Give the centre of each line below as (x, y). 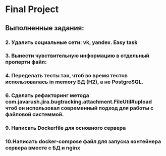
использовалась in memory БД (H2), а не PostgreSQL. (74, 82)
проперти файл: (26, 62)
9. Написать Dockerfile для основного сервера (66, 128)
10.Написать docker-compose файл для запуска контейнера (83, 141)
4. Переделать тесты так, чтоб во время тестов (66, 76)
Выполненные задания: (45, 28)
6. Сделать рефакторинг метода (47, 95)
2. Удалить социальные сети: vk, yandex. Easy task (71, 42)
